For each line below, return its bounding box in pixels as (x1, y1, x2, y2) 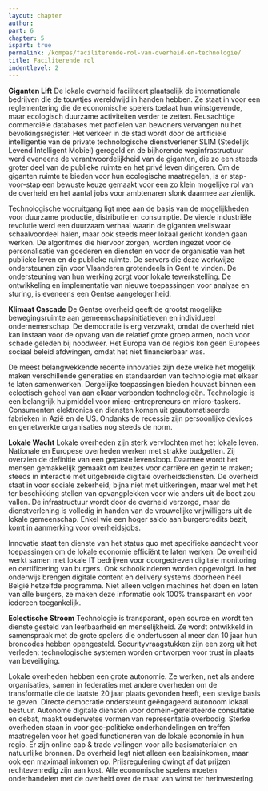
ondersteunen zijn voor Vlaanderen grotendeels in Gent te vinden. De (8, 263, 237, 272)
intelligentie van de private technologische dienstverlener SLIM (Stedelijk (8, 137, 250, 147)
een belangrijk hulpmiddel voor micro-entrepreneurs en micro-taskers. (8, 396, 242, 406)
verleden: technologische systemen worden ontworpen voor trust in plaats (8, 647, 254, 657)
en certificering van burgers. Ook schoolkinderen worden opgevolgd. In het (8, 563, 258, 573)
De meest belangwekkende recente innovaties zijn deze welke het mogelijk (8, 362, 256, 372)
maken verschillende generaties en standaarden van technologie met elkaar (8, 370, 258, 381)
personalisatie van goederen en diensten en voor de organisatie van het (8, 246, 246, 256)
